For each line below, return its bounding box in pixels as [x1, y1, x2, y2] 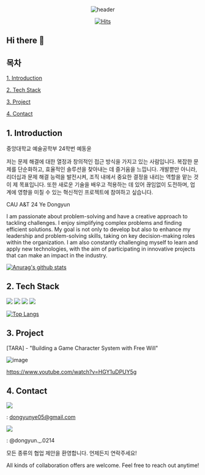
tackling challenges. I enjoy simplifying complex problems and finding [6, 219, 182, 227]
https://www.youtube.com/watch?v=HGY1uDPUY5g [6, 368, 137, 375]
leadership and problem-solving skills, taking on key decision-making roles [6, 232, 195, 240]
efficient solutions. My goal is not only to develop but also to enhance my [6, 226, 191, 233]
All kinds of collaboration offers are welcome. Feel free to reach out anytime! [6, 462, 199, 469]
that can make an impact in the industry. [6, 252, 108, 259]
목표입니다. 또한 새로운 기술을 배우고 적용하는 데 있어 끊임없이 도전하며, [19, 181, 189, 188]
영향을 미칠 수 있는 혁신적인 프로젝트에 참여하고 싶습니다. [17, 189, 154, 196]
